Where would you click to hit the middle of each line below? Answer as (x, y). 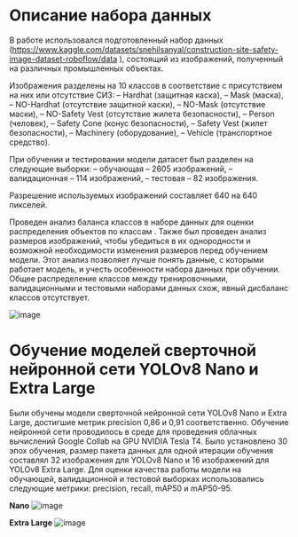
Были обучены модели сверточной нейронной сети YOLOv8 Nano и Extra (148, 413)
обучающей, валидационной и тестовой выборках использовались (137, 478)
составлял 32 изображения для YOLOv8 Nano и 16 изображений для (139, 460)
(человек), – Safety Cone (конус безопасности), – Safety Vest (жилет (138, 123)
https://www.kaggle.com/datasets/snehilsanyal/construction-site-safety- (145, 49)
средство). (30, 142)
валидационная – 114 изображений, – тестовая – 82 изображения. (134, 178)
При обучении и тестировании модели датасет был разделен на (132, 159)
